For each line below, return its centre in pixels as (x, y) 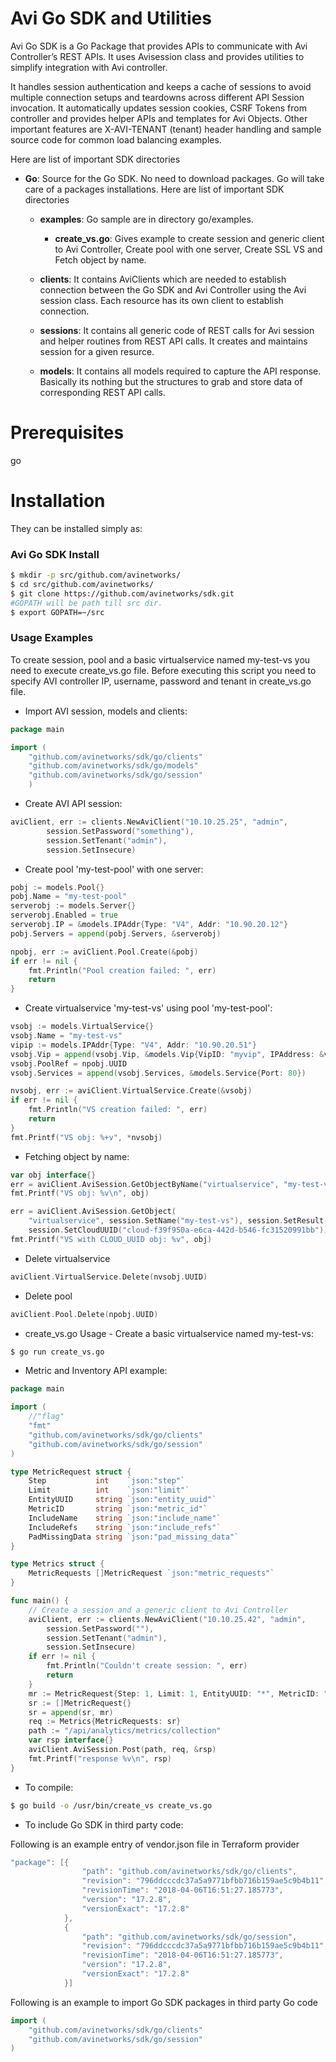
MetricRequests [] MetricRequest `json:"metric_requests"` (151, 1573)
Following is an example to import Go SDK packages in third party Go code (164, 2002)
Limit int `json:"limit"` (109, 1490)
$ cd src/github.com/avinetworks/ (82, 584)
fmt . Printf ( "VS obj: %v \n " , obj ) (80, 1193)
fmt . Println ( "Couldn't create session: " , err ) (147, 1666)
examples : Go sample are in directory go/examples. (146, 219)
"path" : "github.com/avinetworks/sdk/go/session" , (189, 1937)
